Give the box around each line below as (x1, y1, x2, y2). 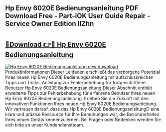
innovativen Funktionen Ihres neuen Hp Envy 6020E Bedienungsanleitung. (5, 101, 158, 107)
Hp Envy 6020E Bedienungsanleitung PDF (5, 4, 139, 12)
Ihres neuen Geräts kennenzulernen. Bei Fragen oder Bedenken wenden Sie (5, 117, 161, 123)
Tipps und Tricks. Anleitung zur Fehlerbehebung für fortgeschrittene (5, 80, 146, 85)
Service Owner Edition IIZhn (5, 19, 94, 28)
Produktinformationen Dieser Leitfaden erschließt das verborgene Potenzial (5, 69, 161, 75)
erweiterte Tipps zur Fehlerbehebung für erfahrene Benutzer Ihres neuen (5, 90, 156, 96)
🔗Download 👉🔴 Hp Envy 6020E (5, 40, 106, 49)
